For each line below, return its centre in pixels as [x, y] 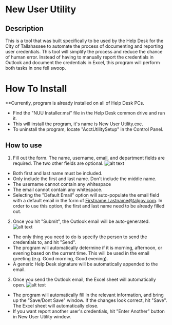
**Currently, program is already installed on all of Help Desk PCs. [75, 103]
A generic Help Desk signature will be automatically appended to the [85, 264]
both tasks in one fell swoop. [36, 68]
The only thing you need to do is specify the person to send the [80, 237]
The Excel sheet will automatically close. [55, 305]
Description [24, 28]
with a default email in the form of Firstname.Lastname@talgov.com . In [88, 200]
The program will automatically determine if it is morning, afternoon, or [88, 247]
